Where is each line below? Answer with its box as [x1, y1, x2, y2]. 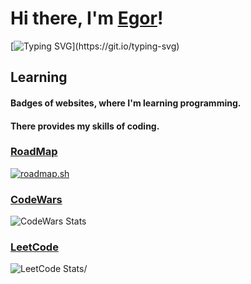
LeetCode [10, 240, 59, 254]
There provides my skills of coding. [10, 120, 160, 132]
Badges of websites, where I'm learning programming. [10, 97, 242, 109]
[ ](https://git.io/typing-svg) [10, 40, 180, 52]
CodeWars [10, 192, 63, 206]
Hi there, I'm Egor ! [10, 7, 164, 30]
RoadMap [10, 145, 58, 159]
